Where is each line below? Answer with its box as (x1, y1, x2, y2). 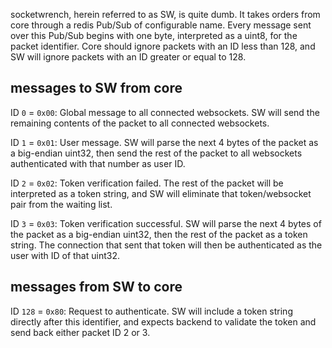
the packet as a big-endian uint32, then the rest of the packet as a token (10, 228, 308, 240)
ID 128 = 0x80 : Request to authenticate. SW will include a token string (10, 305, 293, 317)
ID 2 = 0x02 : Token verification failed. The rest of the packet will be (10, 177, 284, 189)
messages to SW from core (10, 80, 183, 97)
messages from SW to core (10, 279, 183, 296)
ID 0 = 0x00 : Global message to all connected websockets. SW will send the (10, 106, 320, 118)
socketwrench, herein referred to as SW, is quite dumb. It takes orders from (10, 9, 321, 20)
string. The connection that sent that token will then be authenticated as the (10, 239, 323, 251)
